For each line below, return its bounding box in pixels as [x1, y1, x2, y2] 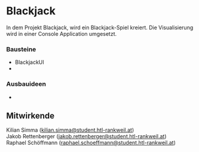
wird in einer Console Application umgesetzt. [6, 30, 117, 37]
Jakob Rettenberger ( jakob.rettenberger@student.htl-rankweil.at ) [6, 133, 167, 140]
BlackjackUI [14, 58, 45, 66]
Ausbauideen [6, 80, 47, 88]
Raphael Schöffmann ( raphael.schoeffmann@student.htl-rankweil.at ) [6, 139, 176, 147]
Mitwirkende [6, 110, 55, 120]
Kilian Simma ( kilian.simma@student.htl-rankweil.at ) [6, 126, 134, 134]
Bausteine [6, 45, 36, 53]
